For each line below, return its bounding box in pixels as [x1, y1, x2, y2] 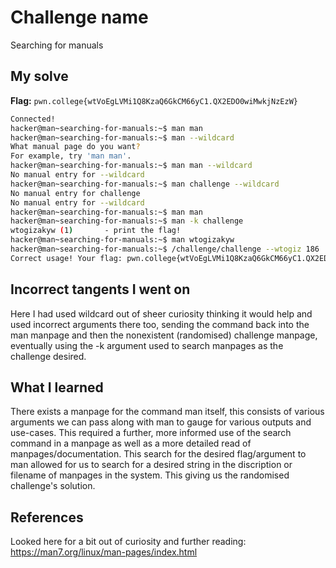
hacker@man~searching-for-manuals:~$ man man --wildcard [10, 161, 253, 171]
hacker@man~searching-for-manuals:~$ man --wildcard [10, 132, 235, 143]
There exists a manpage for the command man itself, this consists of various [10, 406, 325, 418]
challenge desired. [10, 350, 87, 362]
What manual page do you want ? [10, 142, 141, 152]
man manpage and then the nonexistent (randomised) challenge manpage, [10, 329, 318, 341]
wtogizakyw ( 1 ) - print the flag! [10, 226, 182, 236]
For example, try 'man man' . [10, 151, 132, 161]
